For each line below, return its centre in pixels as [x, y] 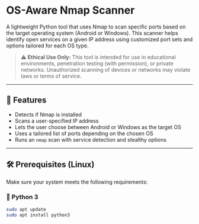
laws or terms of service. [51, 76]
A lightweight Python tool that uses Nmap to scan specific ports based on [96, 27]
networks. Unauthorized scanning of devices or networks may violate [105, 69]
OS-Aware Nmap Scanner [70, 10]
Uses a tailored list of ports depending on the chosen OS [84, 133]
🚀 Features [26, 100]
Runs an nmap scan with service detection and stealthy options [91, 139]
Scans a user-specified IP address [57, 121]
